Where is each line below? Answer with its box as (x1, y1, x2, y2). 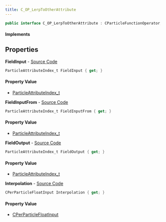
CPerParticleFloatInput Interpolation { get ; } (5, 190, 105, 195)
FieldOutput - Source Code (5, 140, 61, 146)
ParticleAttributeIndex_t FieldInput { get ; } (5, 68, 103, 73)
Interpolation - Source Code (5, 181, 63, 187)
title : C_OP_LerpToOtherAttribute (5, 7, 77, 12)
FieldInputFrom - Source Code (5, 99, 68, 105)
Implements (5, 32, 31, 37)
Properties (5, 45, 39, 54)
